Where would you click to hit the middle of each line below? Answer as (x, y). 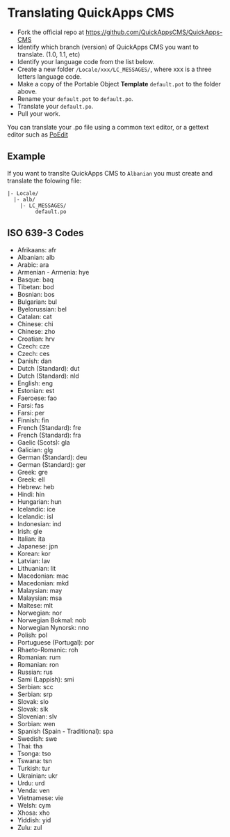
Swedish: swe (37, 738)
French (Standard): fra (49, 435)
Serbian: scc (35, 686)
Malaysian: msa (40, 598)
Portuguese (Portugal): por (56, 642)
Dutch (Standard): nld (48, 376)
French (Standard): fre (49, 427)
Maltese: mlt (35, 605)
